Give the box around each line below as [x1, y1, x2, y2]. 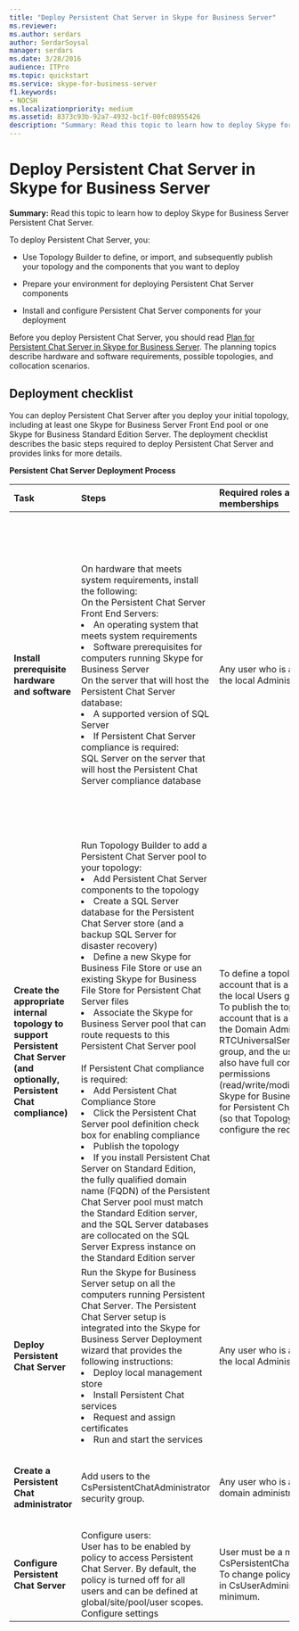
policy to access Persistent [81, 1551, 194, 1563]
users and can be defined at [81, 1585, 198, 1597]
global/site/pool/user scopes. [81, 1595, 204, 1608]
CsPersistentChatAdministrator [81, 1481, 211, 1494]
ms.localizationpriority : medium [9, 104, 133, 113]
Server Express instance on [81, 1240, 196, 1253]
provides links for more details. [9, 448, 123, 458]
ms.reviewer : [9, 21, 58, 30]
